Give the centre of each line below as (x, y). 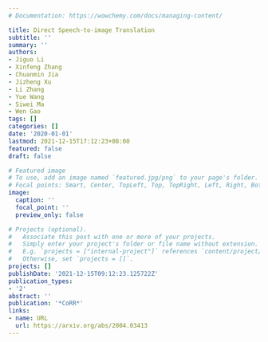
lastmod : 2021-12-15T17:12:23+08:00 (69, 141)
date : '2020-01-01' (41, 134)
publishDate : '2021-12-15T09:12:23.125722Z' (83, 273)
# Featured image (37, 171)
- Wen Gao (25, 112)
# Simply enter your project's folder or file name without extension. (134, 244)
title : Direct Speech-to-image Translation (82, 30)
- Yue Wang (26, 96)
